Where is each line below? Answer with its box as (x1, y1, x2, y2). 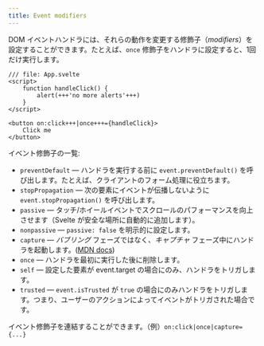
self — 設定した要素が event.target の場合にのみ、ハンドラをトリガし (19, 265, 249, 274)
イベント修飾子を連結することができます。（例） (8, 321, 165, 331)
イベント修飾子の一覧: (8, 148, 81, 158)
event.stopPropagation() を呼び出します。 (19, 195, 159, 204)
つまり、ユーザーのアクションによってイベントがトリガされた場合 (33, 294, 248, 304)
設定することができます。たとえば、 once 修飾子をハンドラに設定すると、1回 (8, 45, 257, 54)
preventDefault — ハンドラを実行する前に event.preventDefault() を (19, 165, 247, 175)
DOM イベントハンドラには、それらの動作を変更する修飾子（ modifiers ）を (8, 34, 253, 44)
